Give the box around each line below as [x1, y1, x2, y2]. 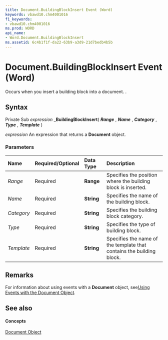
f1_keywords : [5, 16, 32, 21]
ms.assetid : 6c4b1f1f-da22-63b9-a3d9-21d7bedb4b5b [5, 40, 113, 45]
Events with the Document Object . [5, 289, 76, 295]
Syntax [5, 103, 28, 111]
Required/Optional [34, 159, 79, 166]
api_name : [5, 30, 26, 35]
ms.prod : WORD [5, 26, 35, 31]
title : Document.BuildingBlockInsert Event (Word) [5, 7, 113, 12]
